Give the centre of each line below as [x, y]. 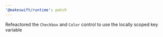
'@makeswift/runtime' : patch [36, 10]
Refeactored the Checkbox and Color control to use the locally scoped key [82, 24]
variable [14, 30]
